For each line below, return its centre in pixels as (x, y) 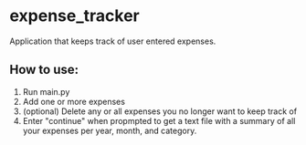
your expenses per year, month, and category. (110, 130)
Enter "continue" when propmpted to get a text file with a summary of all (159, 120)
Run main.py (46, 91)
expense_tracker (74, 16)
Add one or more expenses (74, 101)
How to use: (44, 70)
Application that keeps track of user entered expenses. (113, 41)
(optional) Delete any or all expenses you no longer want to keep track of (160, 111)
